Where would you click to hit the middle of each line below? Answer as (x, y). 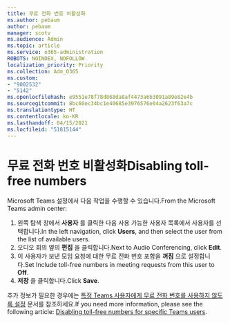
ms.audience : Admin (35, 39)
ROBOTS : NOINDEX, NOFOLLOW (46, 59)
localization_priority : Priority (55, 65)
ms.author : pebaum (33, 20)
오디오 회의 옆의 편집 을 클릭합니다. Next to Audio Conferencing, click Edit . (119, 248)
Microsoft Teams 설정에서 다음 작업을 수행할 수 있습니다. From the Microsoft (111, 201)
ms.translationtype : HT (41, 110)
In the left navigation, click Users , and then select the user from (132, 232)
